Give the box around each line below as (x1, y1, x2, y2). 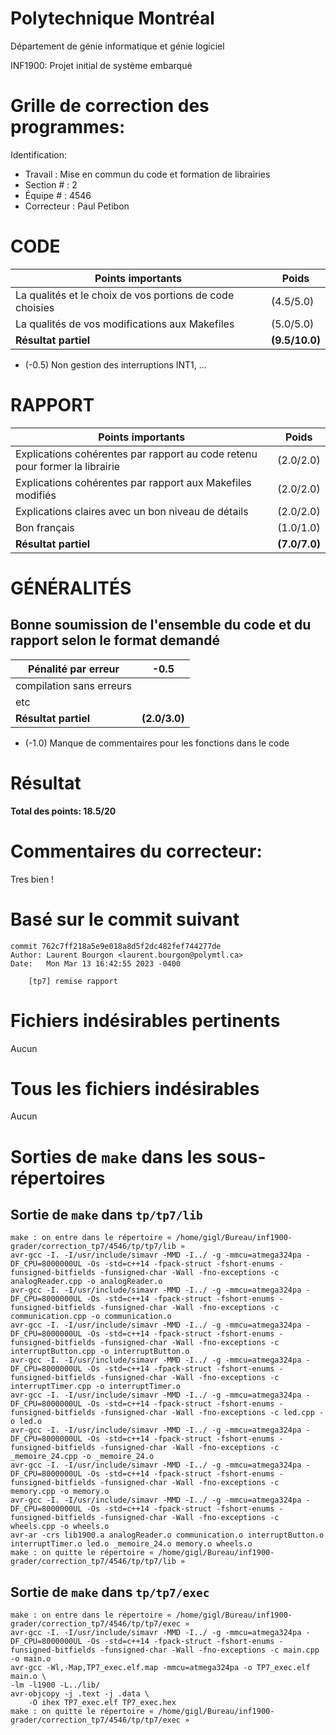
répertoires (10, 1167, 106, 1189)
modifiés (15, 488, 57, 502)
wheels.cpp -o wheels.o (10, 1522, 110, 1532)
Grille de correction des (10, 95, 210, 117)
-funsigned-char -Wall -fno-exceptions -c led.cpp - (99, 1408, 325, 1418)
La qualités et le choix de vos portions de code (15, 288, 235, 302)
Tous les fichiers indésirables (10, 1077, 260, 1100)
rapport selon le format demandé (10, 632, 220, 649)
